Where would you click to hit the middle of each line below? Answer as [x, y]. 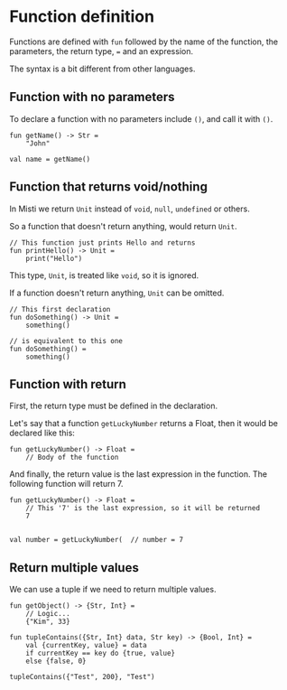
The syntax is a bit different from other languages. [102, 69]
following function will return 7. [66, 484]
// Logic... [48, 614]
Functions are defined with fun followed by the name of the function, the [143, 42]
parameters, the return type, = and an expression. [102, 51]
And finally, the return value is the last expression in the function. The [139, 474]
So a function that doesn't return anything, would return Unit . [123, 226]
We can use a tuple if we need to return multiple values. [113, 590]
